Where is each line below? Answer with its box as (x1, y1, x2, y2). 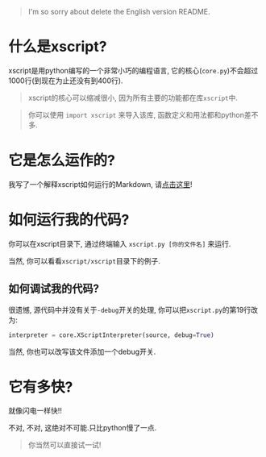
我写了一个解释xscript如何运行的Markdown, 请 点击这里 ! (8, 179, 193, 189)
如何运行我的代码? (8, 211, 130, 229)
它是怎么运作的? (8, 152, 115, 170)
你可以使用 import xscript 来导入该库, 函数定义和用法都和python (27, 110, 244, 119)
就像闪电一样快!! (8, 406, 63, 416)
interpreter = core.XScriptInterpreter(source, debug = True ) (8, 330, 215, 339)
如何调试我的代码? (8, 282, 99, 296)
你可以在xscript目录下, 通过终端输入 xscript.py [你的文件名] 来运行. (8, 239, 231, 248)
